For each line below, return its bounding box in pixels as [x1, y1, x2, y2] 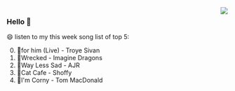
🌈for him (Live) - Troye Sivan [16, 46, 100, 55]
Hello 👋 [6, 17, 32, 27]
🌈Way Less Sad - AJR [16, 61, 80, 69]
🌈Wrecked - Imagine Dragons [16, 54, 103, 62]
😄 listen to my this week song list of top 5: [6, 33, 130, 41]
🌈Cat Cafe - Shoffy [16, 69, 72, 77]
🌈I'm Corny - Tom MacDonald [16, 76, 103, 85]
